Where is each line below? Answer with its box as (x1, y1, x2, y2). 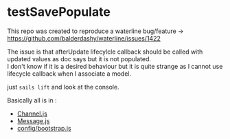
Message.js (16, 116, 50, 125)
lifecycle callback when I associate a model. (7, 69, 132, 78)
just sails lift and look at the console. (7, 83, 119, 91)
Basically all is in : (7, 96, 57, 104)
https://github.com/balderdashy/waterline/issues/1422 (7, 34, 161, 42)
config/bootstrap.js (16, 124, 71, 132)
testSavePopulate (7, 4, 111, 20)
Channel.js (16, 109, 48, 118)
